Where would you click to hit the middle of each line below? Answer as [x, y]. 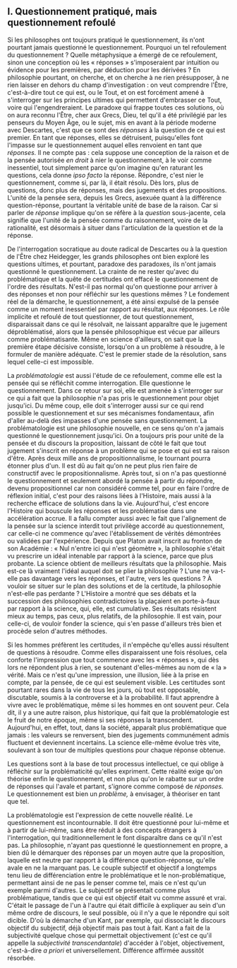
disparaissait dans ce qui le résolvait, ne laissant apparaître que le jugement [117, 324]
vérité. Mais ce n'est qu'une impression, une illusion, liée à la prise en [108, 674]
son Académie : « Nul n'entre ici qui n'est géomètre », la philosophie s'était [116, 548]
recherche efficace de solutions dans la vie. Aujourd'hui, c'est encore [108, 503]
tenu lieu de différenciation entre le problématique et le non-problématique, [117, 875]
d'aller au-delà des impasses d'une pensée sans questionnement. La [107, 420]
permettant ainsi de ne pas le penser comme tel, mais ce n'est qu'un [107, 882]
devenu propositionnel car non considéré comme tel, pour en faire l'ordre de [118, 488]
